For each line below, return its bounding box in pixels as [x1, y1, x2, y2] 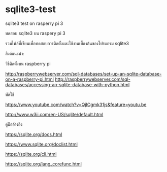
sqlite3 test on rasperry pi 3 [5, 20, 63, 26]
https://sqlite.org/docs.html [5, 131, 62, 137]
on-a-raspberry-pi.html [5, 76, 54, 82]
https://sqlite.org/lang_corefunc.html [5, 161, 82, 167]
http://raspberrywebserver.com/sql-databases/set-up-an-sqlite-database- [5, 71, 162, 77]
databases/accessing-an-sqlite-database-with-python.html [5, 81, 130, 87]
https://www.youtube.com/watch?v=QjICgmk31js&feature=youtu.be [5, 101, 147, 108]
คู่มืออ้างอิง [5, 121, 23, 127]
